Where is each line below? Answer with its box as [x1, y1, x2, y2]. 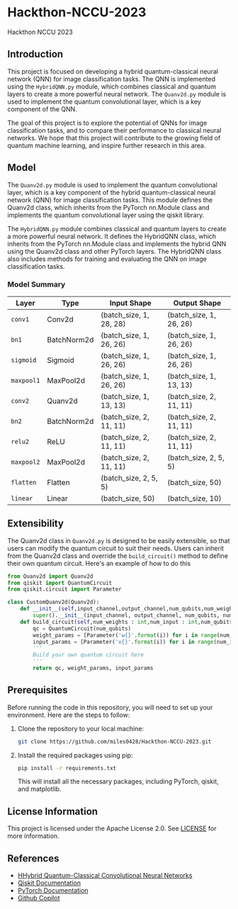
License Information [7, 805, 98, 818]
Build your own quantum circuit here [33, 652, 144, 659]
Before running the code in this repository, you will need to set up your [7, 703, 213, 711]
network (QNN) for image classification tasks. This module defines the [7, 196, 213, 204]
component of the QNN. [7, 104, 78, 113]
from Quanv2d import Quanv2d [7, 572, 93, 580]
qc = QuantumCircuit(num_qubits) [33, 625, 132, 632]
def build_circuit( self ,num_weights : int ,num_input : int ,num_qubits [20, 618, 233, 625]
